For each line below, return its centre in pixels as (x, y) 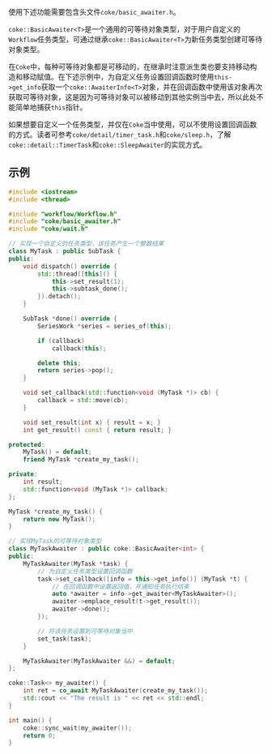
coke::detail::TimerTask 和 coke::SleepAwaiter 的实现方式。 (108, 145)
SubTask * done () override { (70, 319)
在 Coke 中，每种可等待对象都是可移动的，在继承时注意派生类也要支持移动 (129, 66)
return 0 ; (40, 735)
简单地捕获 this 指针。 (51, 107)
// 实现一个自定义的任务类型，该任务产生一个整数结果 (86, 244)
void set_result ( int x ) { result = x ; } (92, 422)
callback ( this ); (79, 348)
